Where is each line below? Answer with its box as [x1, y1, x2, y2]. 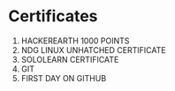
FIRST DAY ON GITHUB [20, 72, 107, 83]
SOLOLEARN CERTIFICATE [20, 54, 119, 64]
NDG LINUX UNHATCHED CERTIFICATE [20, 44, 166, 55]
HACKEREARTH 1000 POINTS [20, 35, 130, 46]
